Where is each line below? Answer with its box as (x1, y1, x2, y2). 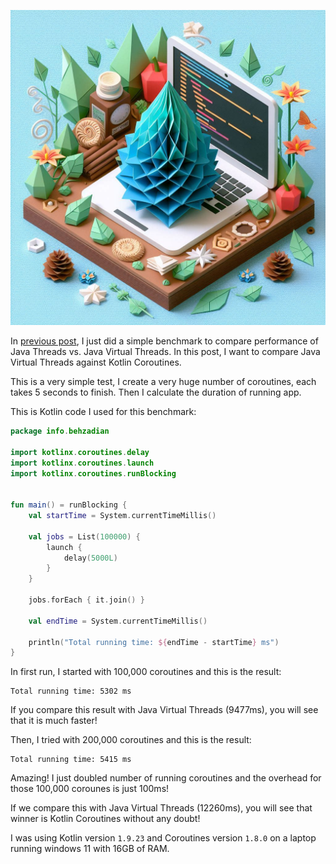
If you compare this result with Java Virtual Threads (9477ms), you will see (10, 704, 319, 716)
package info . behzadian (10, 426, 110, 436)
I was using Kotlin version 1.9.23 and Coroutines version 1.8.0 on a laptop (10, 832, 317, 844)
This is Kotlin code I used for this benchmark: (10, 406, 197, 417)
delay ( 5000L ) (63, 553, 118, 563)
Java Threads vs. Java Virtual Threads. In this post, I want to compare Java (10, 346, 321, 357)
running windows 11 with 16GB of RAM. (10, 843, 170, 855)
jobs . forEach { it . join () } (28, 595, 145, 605)
